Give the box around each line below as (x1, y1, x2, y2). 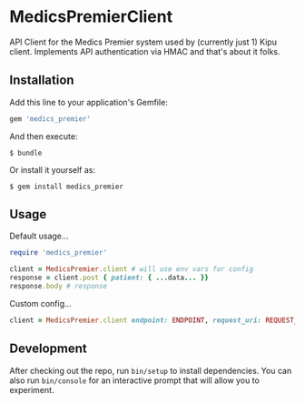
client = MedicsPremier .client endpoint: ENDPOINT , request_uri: (9, 316, 261, 325)
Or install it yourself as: (9, 164, 95, 175)
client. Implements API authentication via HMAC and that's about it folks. (9, 45, 280, 56)
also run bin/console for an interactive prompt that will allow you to (9, 375, 261, 386)
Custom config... (9, 298, 72, 308)
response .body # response (9, 282, 107, 291)
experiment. (9, 384, 54, 395)
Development (9, 341, 88, 357)
